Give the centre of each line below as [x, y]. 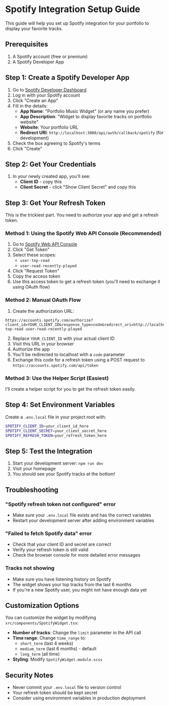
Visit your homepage [34, 469]
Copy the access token [36, 276]
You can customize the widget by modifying [51, 617]
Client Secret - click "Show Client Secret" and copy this [78, 187]
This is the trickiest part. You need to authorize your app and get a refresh [82, 215]
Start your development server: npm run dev [58, 463]
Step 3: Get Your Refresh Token [55, 203]
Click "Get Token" [31, 249]
